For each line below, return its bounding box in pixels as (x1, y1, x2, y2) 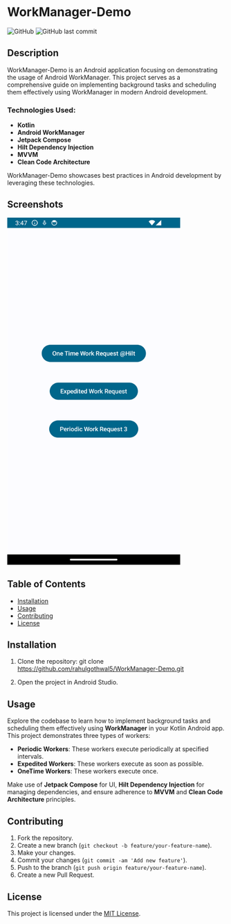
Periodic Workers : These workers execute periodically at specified (17, 745, 209, 753)
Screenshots (7, 199, 64, 210)
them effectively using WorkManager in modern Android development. (7, 87, 208, 96)
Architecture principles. (7, 796, 76, 804)
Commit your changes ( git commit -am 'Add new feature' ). (17, 856, 188, 864)
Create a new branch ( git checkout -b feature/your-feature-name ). (17, 841, 212, 850)
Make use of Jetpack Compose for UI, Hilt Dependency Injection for (7, 780, 205, 789)
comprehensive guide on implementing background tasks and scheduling (7, 81, 216, 89)
